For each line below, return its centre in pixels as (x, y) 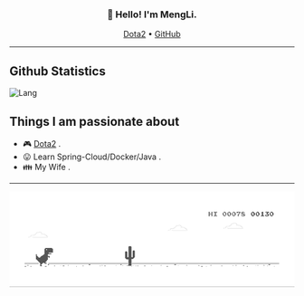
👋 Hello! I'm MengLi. (152, 14)
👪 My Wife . (46, 167)
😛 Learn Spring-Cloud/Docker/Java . (91, 157)
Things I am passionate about (95, 121)
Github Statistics (57, 71)
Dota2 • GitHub (152, 34)
